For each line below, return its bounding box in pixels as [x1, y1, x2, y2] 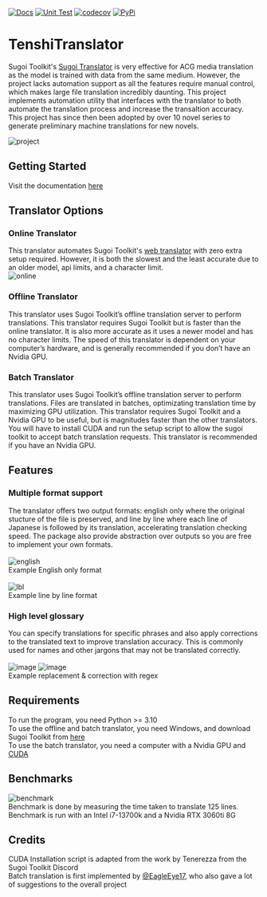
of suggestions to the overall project [8, 879, 128, 889]
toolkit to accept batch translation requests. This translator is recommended [8, 432, 257, 442]
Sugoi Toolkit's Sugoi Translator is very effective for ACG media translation [8, 61, 253, 71]
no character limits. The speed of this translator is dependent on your [8, 335, 237, 344]
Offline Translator [8, 291, 78, 302]
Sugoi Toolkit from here [8, 732, 85, 742]
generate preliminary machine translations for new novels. [8, 120, 199, 131]
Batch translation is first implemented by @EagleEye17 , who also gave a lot [8, 871, 253, 881]
